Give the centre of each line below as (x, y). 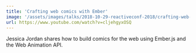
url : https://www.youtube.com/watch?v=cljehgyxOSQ (69, 22)
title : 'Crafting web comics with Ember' (57, 11)
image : (14, 17)
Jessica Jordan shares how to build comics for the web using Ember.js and (96, 39)
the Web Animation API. (34, 45)
